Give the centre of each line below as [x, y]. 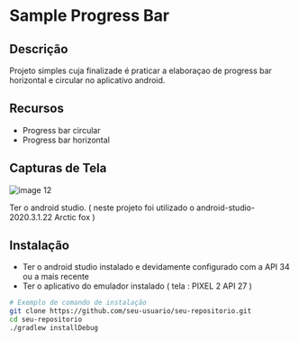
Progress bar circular [61, 130]
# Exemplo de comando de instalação [78, 303]
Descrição [39, 49]
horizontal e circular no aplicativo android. [87, 80]
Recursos [37, 109]
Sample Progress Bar [89, 16]
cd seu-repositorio [46, 320]
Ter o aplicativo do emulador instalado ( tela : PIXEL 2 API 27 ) [137, 286]
